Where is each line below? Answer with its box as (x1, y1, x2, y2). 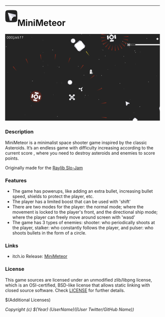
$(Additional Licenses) (5, 297, 51, 303)
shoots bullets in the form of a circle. (12, 230, 87, 236)
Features (5, 177, 27, 184)
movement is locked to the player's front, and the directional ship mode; (12, 209, 158, 215)
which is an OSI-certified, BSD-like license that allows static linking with (5, 282, 150, 288)
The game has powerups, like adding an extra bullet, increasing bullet (12, 188, 153, 194)
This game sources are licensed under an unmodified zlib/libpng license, (5, 277, 152, 283)
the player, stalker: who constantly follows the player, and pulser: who (12, 225, 154, 231)
